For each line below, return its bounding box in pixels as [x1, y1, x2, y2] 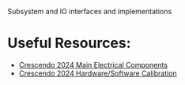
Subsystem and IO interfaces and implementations [7, 7, 172, 16]
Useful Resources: [7, 35, 131, 52]
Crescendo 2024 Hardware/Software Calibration [18, 68, 177, 78]
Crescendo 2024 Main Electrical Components [18, 60, 168, 69]
